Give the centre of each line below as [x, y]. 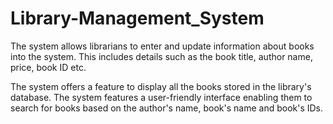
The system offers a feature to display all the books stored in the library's [161, 86]
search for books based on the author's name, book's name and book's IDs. [167, 108]
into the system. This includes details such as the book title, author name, [161, 56]
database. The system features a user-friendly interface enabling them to [161, 97]
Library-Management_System [137, 18]
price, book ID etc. [48, 67]
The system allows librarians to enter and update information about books [162, 46]
